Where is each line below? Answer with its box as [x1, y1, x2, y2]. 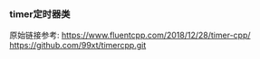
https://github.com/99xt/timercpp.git [9, 40, 147, 51]
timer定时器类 [9, 7, 71, 20]
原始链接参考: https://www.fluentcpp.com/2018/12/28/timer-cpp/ [9, 29, 251, 41]
